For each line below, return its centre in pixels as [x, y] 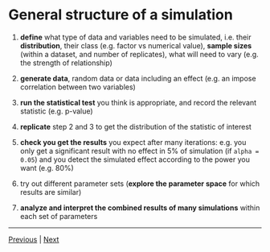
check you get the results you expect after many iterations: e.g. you [133, 142]
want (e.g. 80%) [47, 167]
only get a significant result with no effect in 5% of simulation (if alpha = [139, 151]
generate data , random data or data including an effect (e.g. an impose [138, 78]
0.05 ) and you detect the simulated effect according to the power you [135, 159]
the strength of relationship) [66, 63]
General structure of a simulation [121, 15]
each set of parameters [59, 216]
